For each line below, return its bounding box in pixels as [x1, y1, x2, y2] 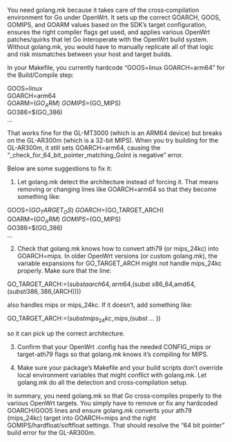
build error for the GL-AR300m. [7, 429, 96, 437]
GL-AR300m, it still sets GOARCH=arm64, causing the [7, 143, 161, 152]
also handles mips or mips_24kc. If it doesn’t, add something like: [7, 301, 193, 309]
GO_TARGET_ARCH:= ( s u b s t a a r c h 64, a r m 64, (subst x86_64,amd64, [7, 280, 196, 288]
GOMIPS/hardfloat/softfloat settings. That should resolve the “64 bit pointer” [7, 421, 225, 430]
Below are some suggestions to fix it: [7, 164, 113, 173]
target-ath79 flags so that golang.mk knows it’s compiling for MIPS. [17, 350, 209, 359]
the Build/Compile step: [7, 71, 74, 79]
